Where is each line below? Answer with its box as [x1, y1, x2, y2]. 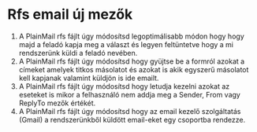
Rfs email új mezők [7, 5, 133, 24]
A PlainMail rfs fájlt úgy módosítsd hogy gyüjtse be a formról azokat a [18, 57, 245, 66]
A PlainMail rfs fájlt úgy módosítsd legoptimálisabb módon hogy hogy [18, 31, 245, 41]
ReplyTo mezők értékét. [18, 98, 96, 108]
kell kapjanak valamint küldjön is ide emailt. [18, 73, 159, 82]
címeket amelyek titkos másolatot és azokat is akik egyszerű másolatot [18, 64, 249, 74]
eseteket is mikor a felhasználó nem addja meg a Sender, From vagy [18, 90, 241, 99]
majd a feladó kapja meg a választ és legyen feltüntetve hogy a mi [18, 39, 234, 49]
